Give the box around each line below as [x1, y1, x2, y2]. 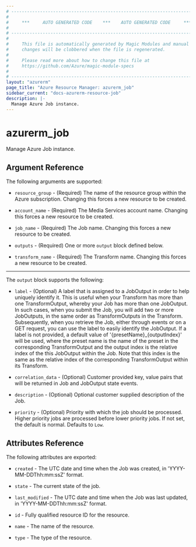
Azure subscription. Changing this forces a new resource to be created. [14, 195, 187, 202]
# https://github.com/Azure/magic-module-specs [6, 63, 134, 69]
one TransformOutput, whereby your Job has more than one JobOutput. [14, 300, 188, 307]
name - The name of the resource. [14, 523, 94, 530]
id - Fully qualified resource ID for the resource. [14, 511, 129, 518]
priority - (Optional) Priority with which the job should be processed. [14, 409, 183, 416]
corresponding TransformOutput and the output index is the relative [14, 343, 177, 351]
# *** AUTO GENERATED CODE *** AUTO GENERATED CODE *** [6, 19, 192, 25]
